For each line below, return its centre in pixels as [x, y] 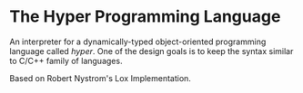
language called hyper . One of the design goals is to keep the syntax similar [151, 51]
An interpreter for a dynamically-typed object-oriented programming [138, 42]
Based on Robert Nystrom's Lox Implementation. [100, 78]
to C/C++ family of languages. [66, 60]
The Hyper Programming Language [145, 17]
